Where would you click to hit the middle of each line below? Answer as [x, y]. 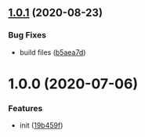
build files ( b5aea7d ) [53, 52]
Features [25, 108]
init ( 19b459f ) [41, 125]
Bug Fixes [27, 35]
